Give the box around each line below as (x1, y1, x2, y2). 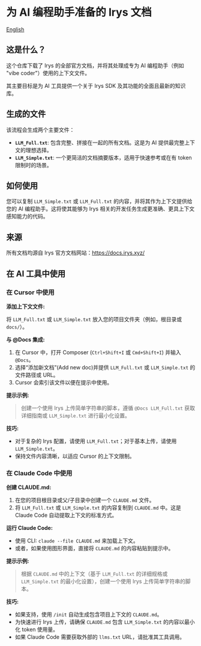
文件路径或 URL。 (14, 371, 59, 378)
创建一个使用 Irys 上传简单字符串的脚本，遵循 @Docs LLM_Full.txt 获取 (20, 404, 195, 411)
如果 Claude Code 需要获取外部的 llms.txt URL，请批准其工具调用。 (14, 633, 185, 641)
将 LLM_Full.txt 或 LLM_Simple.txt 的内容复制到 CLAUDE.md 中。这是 (14, 504, 181, 511)
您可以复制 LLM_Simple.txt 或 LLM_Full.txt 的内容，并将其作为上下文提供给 (6, 198, 193, 205)
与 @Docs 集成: (6, 336, 45, 343)
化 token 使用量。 (14, 626, 59, 633)
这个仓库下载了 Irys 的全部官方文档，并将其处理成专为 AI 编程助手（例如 (6, 61, 184, 69)
